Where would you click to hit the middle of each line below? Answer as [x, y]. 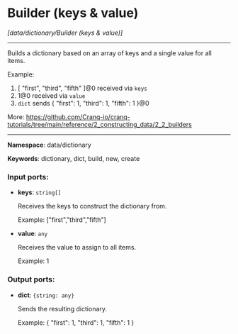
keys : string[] [39, 192]
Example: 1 [33, 261]
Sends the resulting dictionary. [62, 308]
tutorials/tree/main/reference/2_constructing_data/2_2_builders [100, 124]
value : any [33, 234]
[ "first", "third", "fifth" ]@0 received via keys [82, 88]
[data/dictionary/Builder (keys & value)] [65, 33]
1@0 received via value [51, 95]
